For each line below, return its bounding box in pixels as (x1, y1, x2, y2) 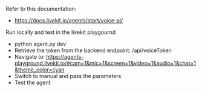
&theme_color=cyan (14, 66, 65, 73)
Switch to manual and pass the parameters (14, 73, 122, 79)
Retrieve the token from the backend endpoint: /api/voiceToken (14, 47, 172, 54)
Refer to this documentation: (5, 5, 77, 12)
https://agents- (46, 53, 84, 60)
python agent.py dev (14, 41, 67, 47)
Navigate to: (14, 53, 45, 60)
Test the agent (14, 79, 51, 86)
